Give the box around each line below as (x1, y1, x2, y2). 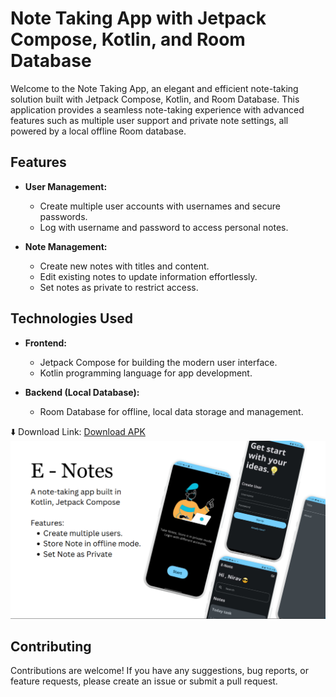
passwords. (39, 210, 88, 222)
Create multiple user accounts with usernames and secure (39, 200, 281, 212)
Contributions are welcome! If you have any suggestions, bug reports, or (10, 665, 309, 677)
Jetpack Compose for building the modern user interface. (39, 356, 278, 368)
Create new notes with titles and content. (39, 260, 210, 272)
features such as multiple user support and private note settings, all (10, 114, 289, 126)
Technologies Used (10, 310, 133, 327)
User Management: (24, 180, 108, 192)
